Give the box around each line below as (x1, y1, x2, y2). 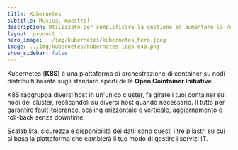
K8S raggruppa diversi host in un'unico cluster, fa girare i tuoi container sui (7, 90, 227, 99)
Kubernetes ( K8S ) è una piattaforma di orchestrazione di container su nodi (7, 69, 225, 78)
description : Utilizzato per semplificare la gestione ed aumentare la (7, 23, 223, 30)
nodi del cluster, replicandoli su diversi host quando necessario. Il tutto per (7, 98, 225, 106)
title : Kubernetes (7, 10, 62, 18)
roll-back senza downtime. (7, 112, 86, 121)
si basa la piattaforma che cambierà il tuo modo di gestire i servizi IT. (7, 134, 208, 142)
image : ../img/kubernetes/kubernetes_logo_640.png (7, 43, 160, 50)
